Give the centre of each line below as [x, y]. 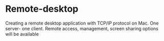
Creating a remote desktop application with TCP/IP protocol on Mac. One [82, 23]
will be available [22, 34]
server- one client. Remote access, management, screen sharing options [82, 28]
